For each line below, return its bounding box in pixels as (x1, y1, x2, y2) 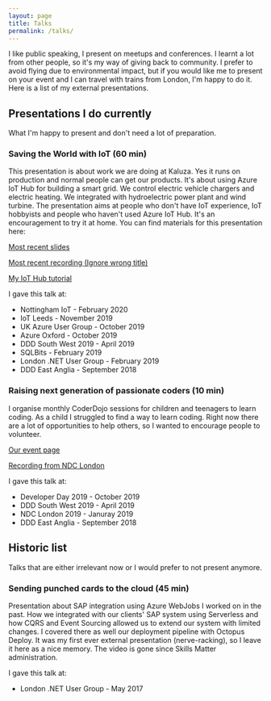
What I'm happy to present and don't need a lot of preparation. (8, 128, 216, 138)
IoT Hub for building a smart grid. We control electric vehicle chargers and (8, 183, 255, 194)
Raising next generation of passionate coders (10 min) (8, 385, 224, 397)
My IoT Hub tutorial (8, 274, 73, 283)
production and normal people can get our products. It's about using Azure (8, 175, 258, 185)
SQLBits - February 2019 (19, 348, 102, 358)
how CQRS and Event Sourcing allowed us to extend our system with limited (8, 618, 261, 628)
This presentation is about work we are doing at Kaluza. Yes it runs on (8, 166, 240, 176)
